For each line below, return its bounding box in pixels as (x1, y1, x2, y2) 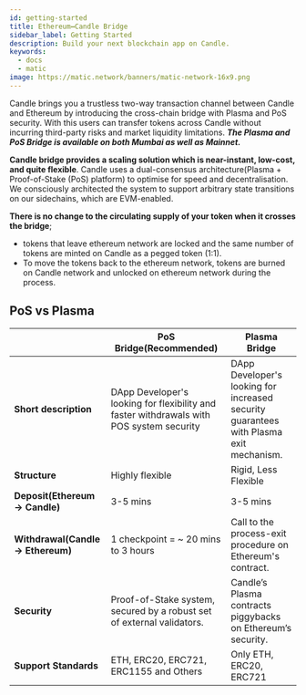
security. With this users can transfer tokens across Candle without (9, 117, 261, 128)
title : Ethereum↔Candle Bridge (9, 22, 128, 31)
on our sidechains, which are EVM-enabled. (9, 192, 174, 203)
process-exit (230, 526, 287, 539)
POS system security (110, 420, 200, 432)
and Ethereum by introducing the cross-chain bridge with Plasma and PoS (9, 107, 287, 119)
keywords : (9, 47, 47, 57)
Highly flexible (110, 469, 172, 482)
